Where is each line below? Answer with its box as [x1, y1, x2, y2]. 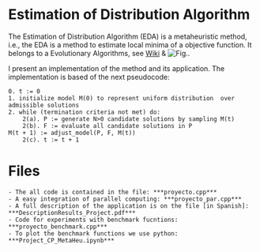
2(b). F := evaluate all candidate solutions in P [22, 122, 193, 130]
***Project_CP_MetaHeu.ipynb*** [8, 236, 115, 244]
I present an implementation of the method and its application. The [8, 63, 225, 73]
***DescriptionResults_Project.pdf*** [8, 209, 136, 216]
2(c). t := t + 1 [22, 136, 80, 144]
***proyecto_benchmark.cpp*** [8, 223, 108, 231]
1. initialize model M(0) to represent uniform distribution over [8, 94, 236, 102]
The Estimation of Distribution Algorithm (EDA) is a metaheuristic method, [8, 32, 247, 41]
